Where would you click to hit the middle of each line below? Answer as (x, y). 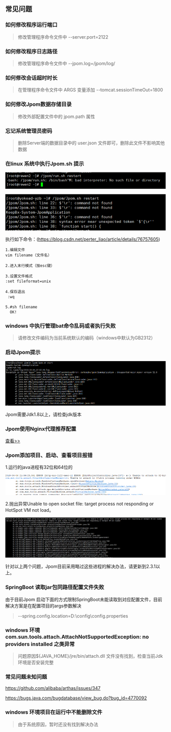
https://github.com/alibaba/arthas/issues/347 (53, 688)
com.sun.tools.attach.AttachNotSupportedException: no (77, 636)
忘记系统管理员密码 (29, 131)
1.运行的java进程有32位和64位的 (39, 467)
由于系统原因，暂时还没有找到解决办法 (58, 724)
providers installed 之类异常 (40, 644)
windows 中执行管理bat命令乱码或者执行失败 (61, 326)
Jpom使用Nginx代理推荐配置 (41, 429)
